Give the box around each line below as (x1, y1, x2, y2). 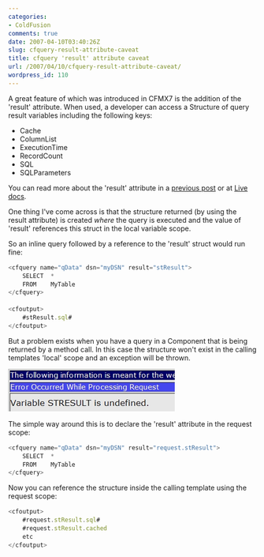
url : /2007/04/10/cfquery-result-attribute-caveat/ (8, 63, 181, 71)
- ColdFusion (8, 21, 51, 29)
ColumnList (19, 134, 57, 144)
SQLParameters (19, 167, 72, 177)
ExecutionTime (19, 142, 69, 152)
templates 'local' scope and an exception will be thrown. (8, 352, 191, 363)
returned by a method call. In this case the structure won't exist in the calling (8, 344, 257, 354)
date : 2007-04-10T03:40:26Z (8, 38, 101, 46)
